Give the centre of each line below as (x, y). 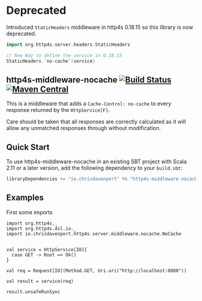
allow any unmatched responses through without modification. (84, 128)
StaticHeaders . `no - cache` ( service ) (51, 61)
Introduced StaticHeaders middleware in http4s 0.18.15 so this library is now (100, 27)
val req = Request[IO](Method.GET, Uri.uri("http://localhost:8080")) (96, 271)
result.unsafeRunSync (33, 292)
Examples (25, 198)
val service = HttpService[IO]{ (47, 250)
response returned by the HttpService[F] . (58, 110)
